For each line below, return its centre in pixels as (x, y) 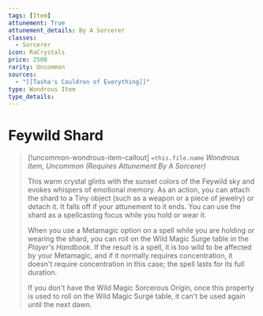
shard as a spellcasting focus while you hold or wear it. (117, 215)
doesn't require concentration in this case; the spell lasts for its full (136, 264)
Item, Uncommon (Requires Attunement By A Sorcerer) (117, 166)
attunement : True (37, 23)
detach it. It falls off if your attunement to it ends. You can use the (134, 207)
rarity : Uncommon (37, 67)
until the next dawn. (60, 305)
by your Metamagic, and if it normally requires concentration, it (130, 256)
